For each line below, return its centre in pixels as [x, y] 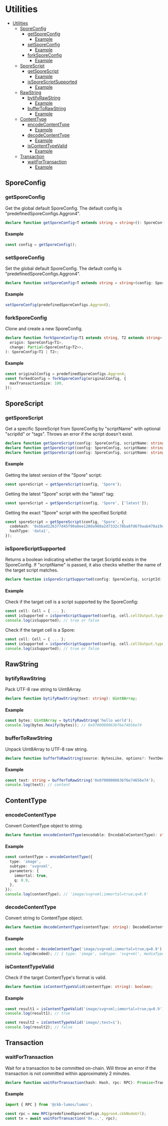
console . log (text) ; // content [38, 785]
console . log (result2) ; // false [39, 1027]
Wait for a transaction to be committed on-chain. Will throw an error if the [81, 1068]
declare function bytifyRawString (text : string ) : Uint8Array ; [71, 698]
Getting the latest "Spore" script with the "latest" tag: [60, 494]
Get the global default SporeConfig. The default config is [64, 208]
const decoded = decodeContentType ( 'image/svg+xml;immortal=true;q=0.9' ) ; [85, 949]
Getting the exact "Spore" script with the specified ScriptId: [66, 512]
